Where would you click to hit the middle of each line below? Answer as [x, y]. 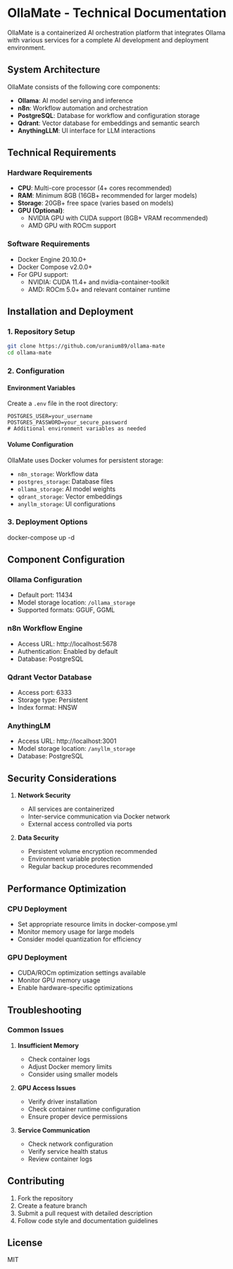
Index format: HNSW [47, 708]
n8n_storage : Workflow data [58, 474]
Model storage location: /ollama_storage [76, 602]
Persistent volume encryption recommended [93, 852]
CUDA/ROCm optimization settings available [82, 973]
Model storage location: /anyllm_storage [76, 749]
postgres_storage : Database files [65, 481]
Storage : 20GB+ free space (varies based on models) [95, 203]
